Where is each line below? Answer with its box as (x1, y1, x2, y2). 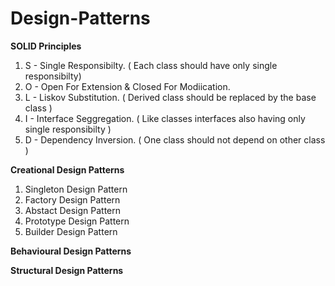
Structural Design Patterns (10, 264, 124, 276)
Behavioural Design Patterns (10, 245, 132, 257)
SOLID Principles (10, 40, 82, 52)
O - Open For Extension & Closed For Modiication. (24, 80, 231, 92)
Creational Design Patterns (10, 163, 125, 176)
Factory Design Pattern (24, 193, 121, 206)
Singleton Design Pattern (24, 183, 128, 195)
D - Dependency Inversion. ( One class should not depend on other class (24, 133, 326, 146)
